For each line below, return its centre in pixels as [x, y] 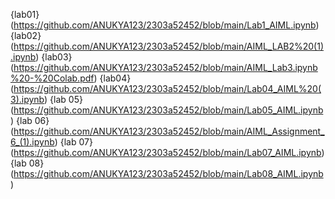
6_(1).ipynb [32, 142]
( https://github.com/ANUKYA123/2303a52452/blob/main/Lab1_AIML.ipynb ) [165, 25]
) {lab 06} [30, 120]
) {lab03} [54, 57]
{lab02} [26, 35]
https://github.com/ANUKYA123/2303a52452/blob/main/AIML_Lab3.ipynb [165, 67]
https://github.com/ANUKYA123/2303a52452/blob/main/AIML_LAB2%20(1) [169, 46]
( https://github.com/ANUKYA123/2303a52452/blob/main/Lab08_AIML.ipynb [167, 173]
